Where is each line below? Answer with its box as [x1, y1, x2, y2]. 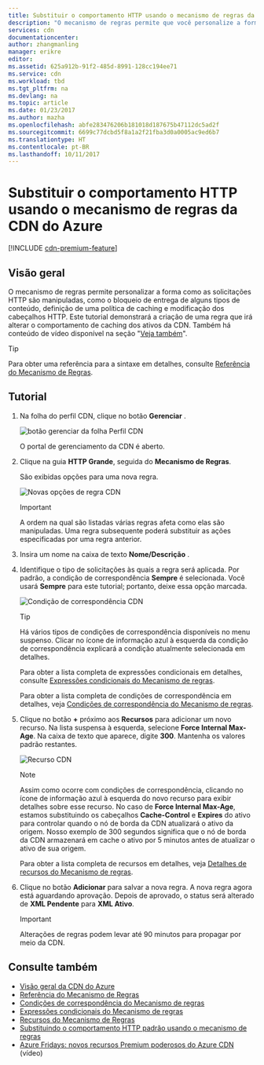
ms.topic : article [8, 99, 68, 107]
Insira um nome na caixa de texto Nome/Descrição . [19, 549, 190, 558]
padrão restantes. [19, 739, 77, 748]
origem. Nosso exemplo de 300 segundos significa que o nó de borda [19, 826, 247, 836]
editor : [8, 56, 34, 64]
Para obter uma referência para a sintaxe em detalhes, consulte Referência [8, 359, 251, 368]
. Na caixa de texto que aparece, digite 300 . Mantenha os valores [33, 731, 246, 741]
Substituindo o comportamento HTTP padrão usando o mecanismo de [19, 1023, 247, 1033]
